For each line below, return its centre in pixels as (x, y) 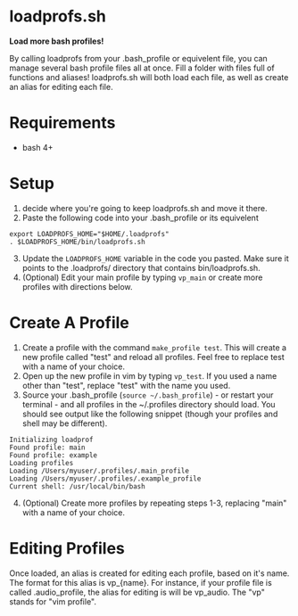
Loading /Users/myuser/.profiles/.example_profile (105, 479)
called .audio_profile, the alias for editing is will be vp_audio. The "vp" (137, 592)
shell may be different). (65, 423)
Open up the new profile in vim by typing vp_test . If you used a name (149, 375)
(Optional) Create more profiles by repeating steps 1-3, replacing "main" (154, 503)
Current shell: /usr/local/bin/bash (77, 486)
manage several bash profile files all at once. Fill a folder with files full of (142, 68)
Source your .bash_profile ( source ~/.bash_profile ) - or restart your (148, 395)
